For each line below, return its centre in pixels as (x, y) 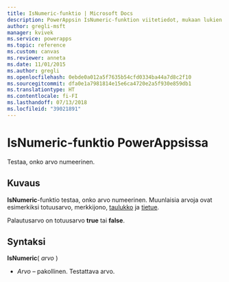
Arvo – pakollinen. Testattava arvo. (66, 272)
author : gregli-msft (37, 26)
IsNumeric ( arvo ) (33, 258)
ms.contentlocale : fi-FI (43, 97)
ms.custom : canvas (33, 52)
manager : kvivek (30, 33)
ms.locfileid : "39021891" (44, 109)
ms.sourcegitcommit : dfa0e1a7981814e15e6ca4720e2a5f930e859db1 (99, 84)
